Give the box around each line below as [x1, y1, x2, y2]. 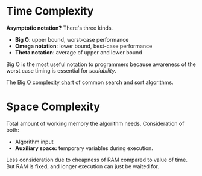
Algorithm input [14, 138, 54, 145]
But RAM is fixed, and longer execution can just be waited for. [6, 162, 160, 170]
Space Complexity [6, 100, 101, 114]
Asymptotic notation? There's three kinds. [6, 24, 113, 31]
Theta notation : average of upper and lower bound [14, 48, 143, 56]
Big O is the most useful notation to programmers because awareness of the [6, 60, 196, 68]
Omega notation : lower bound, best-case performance [14, 42, 153, 50]
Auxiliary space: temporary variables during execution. [14, 144, 154, 152]
